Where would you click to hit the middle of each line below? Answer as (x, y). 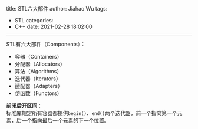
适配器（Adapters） (39, 86)
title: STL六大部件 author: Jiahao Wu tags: (57, 9)
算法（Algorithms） (38, 71)
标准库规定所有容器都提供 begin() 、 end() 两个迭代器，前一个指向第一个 (92, 113)
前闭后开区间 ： (24, 106)
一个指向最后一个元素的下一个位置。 (65, 120)
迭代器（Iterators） (38, 79)
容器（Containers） (38, 57)
